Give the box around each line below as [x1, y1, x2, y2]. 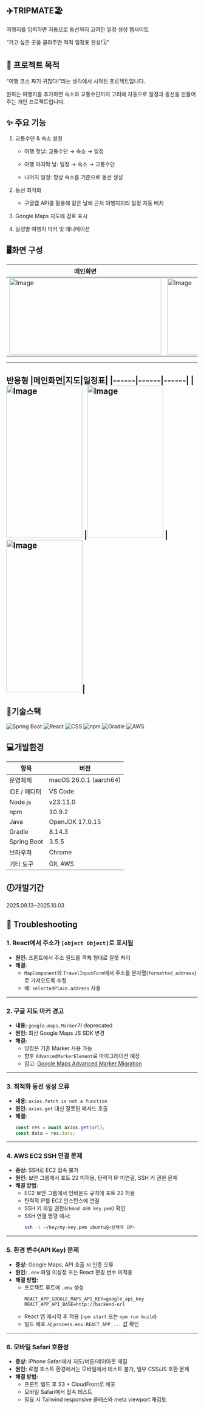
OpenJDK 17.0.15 [49, 818, 101, 826]
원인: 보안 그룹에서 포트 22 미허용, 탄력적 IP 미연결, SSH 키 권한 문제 [15, 1174, 178, 1182]
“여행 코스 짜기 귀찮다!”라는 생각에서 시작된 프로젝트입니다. [6, 77, 146, 85]
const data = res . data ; [15, 1130, 76, 1137]
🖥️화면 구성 [6, 245, 43, 255]
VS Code [49, 787, 75, 796]
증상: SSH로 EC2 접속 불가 [15, 1166, 79, 1174]
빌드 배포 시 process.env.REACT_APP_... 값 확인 [24, 1320, 140, 1327]
